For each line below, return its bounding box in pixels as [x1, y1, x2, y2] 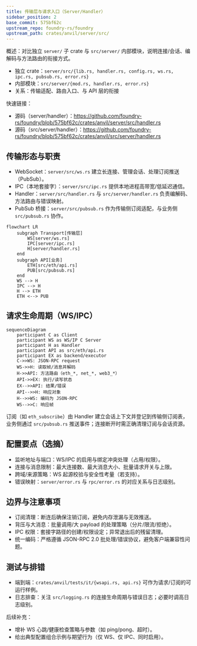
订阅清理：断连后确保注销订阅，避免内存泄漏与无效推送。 [14, 514, 155, 521]
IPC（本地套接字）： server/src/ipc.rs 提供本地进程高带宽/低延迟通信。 [14, 182, 188, 189]
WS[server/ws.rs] [27, 235, 70, 241]
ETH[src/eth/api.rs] [27, 262, 78, 268]
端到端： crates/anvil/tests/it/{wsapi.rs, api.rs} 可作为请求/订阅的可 [14, 579, 192, 586]
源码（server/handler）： [14, 113, 74, 120]
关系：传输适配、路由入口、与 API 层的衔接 [14, 87, 120, 94]
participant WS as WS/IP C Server [17, 337, 101, 343]
